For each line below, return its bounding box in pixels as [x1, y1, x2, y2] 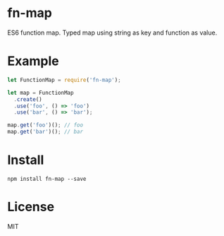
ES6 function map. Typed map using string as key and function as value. [7, 28, 218, 37]
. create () [13, 95, 42, 103]
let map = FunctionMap [7, 89, 74, 96]
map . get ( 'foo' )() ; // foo [7, 122, 83, 129]
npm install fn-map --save [7, 175, 87, 182]
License [7, 199, 55, 215]
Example [7, 53, 59, 69]
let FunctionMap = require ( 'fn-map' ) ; [7, 76, 121, 83]
